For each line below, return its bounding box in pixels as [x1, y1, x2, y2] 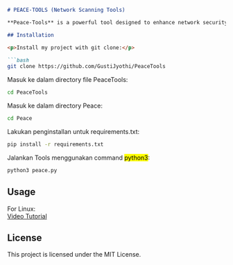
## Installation [7, 31, 54, 38]
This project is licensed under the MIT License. [7, 250, 141, 259]
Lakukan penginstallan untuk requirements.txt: [7, 128, 140, 135]
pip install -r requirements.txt [7, 141, 104, 148]
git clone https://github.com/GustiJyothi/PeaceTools [7, 63, 166, 70]
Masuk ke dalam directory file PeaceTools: [7, 76, 128, 84]
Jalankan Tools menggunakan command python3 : [7, 153, 150, 162]
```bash [7, 56, 30, 64]
